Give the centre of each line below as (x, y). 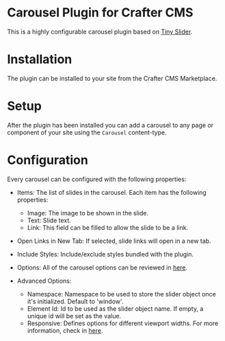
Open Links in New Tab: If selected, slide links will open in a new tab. (114, 241)
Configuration (48, 160)
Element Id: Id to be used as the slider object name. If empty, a (115, 308)
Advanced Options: (44, 281)
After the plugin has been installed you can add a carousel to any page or (110, 125)
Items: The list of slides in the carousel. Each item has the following (111, 192)
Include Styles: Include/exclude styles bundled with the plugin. (105, 254)
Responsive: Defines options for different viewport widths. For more (123, 323)
